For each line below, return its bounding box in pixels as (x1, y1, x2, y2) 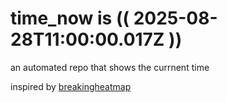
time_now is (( (10, 7, 130, 30)
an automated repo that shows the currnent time (10, 61, 210, 73)
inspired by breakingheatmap (10, 80, 132, 92)
